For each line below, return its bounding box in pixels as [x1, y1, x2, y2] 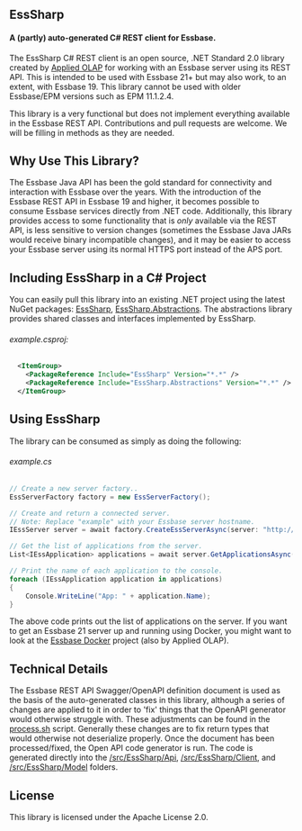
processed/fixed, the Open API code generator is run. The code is [9, 743, 253, 754]
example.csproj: [9, 333, 69, 345]
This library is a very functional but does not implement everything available [9, 108, 290, 119]
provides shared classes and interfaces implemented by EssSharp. [9, 313, 256, 324]
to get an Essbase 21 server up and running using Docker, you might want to [9, 626, 292, 637]
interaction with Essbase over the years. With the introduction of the [9, 186, 262, 197]
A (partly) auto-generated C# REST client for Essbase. [9, 32, 217, 43]
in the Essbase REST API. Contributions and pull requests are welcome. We [9, 117, 288, 129]
